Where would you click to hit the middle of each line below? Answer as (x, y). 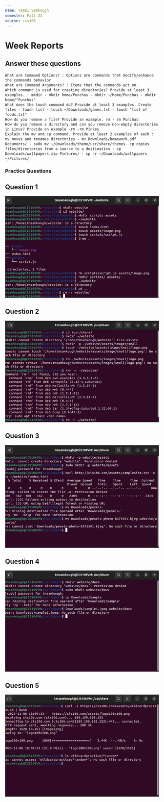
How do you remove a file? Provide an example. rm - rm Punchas (72, 120)
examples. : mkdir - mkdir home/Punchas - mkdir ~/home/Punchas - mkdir (81, 95)
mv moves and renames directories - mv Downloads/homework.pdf (71, 139)
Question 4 (22, 561)
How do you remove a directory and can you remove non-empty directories (82, 125)
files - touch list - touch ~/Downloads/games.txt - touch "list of (76, 110)
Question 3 (22, 436)
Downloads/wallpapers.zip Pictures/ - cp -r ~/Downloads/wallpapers (76, 154)
